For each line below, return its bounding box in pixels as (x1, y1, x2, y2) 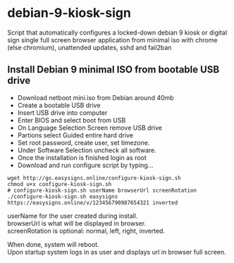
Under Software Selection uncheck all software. (17, 146, 157, 154)
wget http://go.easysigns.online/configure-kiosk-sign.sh (7, 174, 181, 181)
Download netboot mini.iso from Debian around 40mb (17, 93, 174, 102)
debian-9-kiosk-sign (7, 5, 132, 21)
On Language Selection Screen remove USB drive (17, 123, 162, 132)
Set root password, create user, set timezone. (17, 138, 150, 147)
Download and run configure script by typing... (17, 161, 154, 169)
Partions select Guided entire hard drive (17, 130, 134, 139)
